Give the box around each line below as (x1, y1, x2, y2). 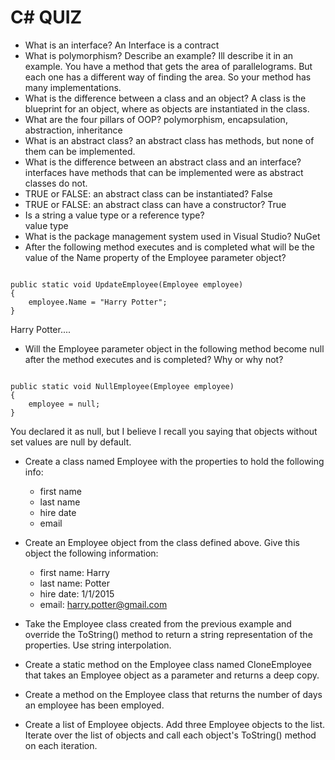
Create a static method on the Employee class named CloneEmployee (24, 658, 312, 670)
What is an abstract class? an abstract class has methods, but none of (24, 134, 315, 146)
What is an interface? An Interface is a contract (24, 39, 220, 51)
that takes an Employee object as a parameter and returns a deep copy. (24, 669, 320, 681)
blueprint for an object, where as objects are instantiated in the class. (24, 102, 310, 115)
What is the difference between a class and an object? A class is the (24, 92, 307, 104)
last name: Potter (39, 577, 110, 589)
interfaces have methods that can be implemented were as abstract (24, 166, 304, 178)
